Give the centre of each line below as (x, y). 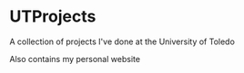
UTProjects (53, 17)
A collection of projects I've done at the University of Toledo (122, 41)
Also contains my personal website (75, 59)
